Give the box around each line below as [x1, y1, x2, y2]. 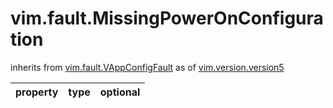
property [15, 85, 59, 99]
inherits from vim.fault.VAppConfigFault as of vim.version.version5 [10, 61, 285, 73]
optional [99, 85, 141, 99]
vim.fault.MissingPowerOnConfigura [10, 7, 324, 30]
